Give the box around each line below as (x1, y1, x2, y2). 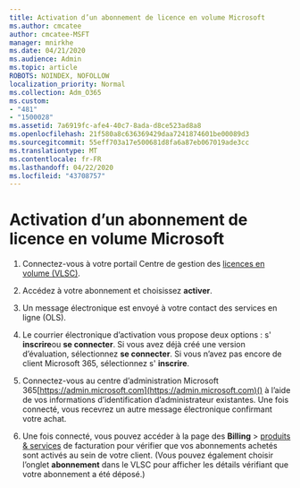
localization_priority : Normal (9, 80, 126, 89)
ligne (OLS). (21, 312, 67, 323)
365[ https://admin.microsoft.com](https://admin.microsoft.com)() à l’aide (21, 385, 291, 396)
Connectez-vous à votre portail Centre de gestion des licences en (21, 259, 265, 270)
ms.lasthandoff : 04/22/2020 (9, 163, 114, 172)
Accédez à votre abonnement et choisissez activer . (21, 286, 212, 296)
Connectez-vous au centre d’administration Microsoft (21, 375, 219, 386)
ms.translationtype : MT (9, 146, 98, 155)
